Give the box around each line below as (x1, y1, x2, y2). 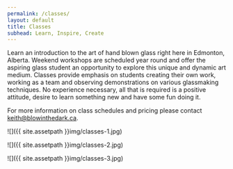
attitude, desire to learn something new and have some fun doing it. (7, 93, 201, 102)
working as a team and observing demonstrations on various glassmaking (7, 78, 219, 87)
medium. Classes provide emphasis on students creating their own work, (7, 71, 216, 79)
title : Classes (7, 23, 51, 30)
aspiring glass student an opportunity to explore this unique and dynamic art (7, 63, 226, 72)
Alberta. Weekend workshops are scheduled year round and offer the (7, 56, 207, 65)
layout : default (7, 17, 54, 24)
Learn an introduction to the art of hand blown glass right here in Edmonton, (7, 49, 225, 57)
